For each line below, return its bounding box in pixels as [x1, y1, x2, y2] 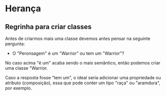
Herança [5, 3, 41, 14]
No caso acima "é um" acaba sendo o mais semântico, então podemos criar [5, 60, 161, 65]
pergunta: [5, 41, 25, 47]
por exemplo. [5, 85, 32, 91]
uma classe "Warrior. [5, 65, 48, 71]
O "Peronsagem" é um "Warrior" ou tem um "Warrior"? [12, 50, 124, 56]
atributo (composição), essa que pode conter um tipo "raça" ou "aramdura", [5, 80, 161, 86]
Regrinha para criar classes [5, 23, 92, 31]
